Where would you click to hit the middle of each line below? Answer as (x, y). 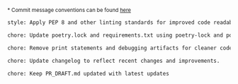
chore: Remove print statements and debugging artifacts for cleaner (112, 48)
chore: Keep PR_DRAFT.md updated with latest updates (89, 73)
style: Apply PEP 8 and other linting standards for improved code (109, 23)
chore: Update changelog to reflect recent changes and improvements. (114, 61)
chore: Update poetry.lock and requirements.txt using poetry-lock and (115, 35)
